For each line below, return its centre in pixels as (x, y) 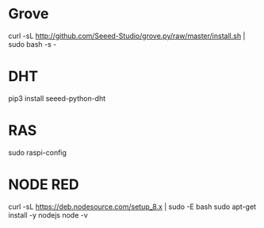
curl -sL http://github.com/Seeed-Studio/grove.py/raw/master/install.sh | (127, 36)
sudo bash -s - (33, 44)
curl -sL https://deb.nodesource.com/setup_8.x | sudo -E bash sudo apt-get (132, 207)
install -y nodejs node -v (48, 214)
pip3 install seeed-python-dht (57, 98)
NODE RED (44, 184)
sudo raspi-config (38, 153)
